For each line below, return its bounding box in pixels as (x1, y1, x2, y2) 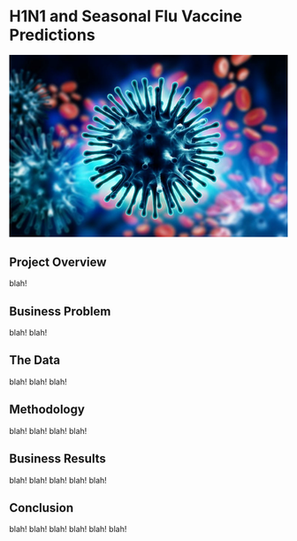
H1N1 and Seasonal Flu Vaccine (9, 6, 243, 27)
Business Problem (9, 304, 111, 319)
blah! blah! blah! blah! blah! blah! (9, 524, 127, 535)
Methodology (9, 402, 86, 417)
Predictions (9, 25, 95, 45)
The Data (9, 352, 60, 368)
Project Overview (9, 254, 107, 269)
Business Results (9, 452, 106, 467)
